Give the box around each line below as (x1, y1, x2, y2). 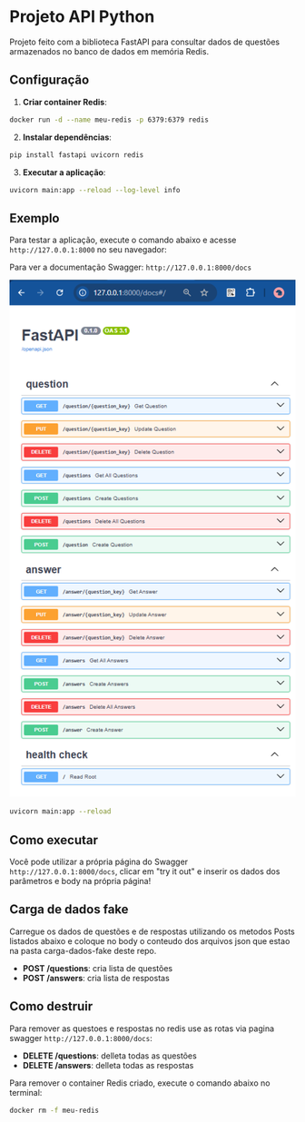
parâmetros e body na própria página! (9, 876, 152, 887)
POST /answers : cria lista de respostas (22, 972, 170, 983)
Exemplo (9, 211, 60, 226)
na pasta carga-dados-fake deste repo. (9, 945, 157, 956)
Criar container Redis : (22, 96, 107, 107)
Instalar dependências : (22, 132, 112, 143)
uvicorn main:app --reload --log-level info (9, 185, 181, 194)
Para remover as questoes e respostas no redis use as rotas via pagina (9, 1023, 275, 1034)
